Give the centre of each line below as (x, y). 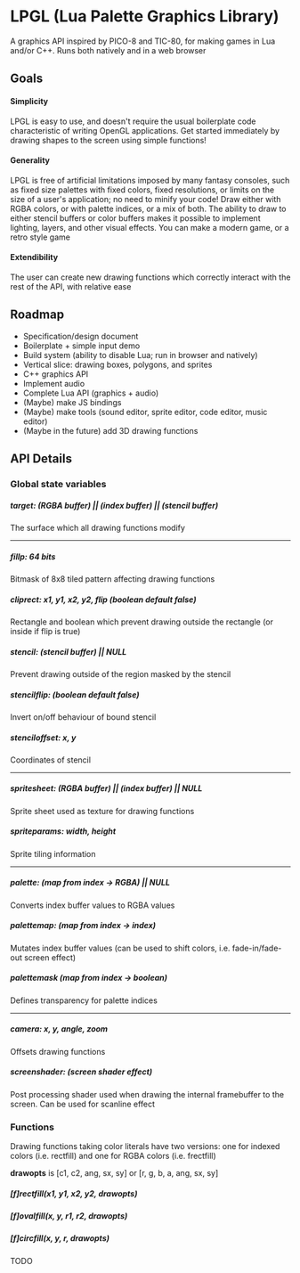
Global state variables (58, 485)
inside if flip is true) (45, 631)
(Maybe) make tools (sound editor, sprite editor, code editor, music (145, 412)
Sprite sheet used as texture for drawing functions (102, 811)
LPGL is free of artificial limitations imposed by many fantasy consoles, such (150, 180)
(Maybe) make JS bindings (72, 402)
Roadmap (37, 315)
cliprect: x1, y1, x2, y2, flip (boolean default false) (103, 600)
